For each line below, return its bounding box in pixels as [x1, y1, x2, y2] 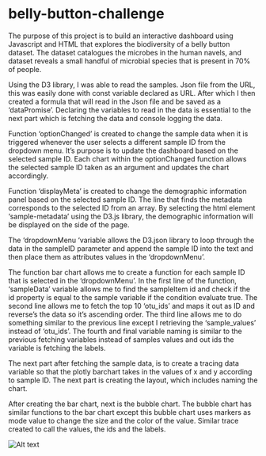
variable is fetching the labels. [8, 343, 106, 352]
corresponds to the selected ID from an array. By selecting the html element [8, 203, 256, 212]
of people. [8, 64, 42, 74]
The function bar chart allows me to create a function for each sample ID [8, 267, 245, 277]
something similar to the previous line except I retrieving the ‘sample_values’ [8, 317, 256, 327]
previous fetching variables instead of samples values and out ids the [8, 334, 234, 344]
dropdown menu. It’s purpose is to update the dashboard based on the [8, 146, 239, 155]
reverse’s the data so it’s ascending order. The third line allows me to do [8, 310, 242, 319]
